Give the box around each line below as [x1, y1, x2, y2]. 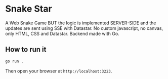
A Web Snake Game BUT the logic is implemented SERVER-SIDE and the [5, 20, 156, 26]
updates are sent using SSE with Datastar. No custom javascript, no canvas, [5, 25, 163, 31]
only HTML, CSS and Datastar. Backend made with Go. [5, 30, 120, 36]
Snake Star [5, 3, 52, 15]
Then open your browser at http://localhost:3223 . [5, 68, 112, 74]
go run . [5, 59, 24, 64]
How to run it [5, 45, 47, 54]
